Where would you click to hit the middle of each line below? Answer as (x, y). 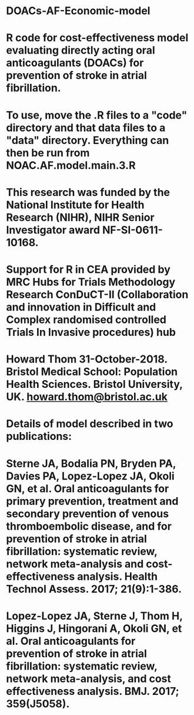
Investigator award (53, 230)
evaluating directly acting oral (81, 50)
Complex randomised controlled (86, 319)
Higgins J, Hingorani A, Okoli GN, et (94, 629)
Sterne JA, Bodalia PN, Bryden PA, (91, 463)
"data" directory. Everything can (88, 140)
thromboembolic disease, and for (89, 526)
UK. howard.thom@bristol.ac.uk (87, 397)
